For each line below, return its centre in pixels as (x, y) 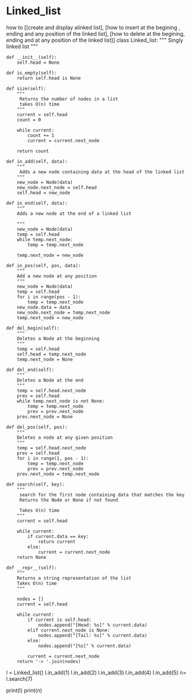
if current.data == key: (58, 536)
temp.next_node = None (45, 359)
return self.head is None (49, 78)
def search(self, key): (36, 484)
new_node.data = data (43, 307)
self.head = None (38, 62)
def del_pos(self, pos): (37, 427)
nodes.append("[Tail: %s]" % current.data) (92, 635)
